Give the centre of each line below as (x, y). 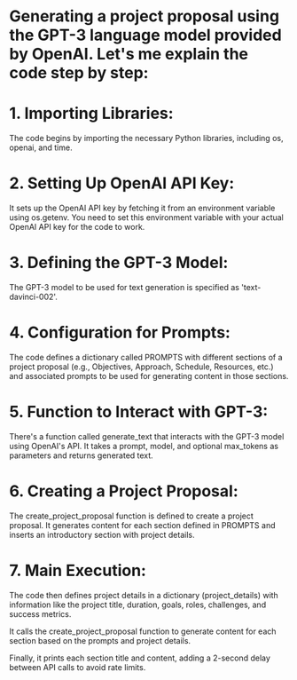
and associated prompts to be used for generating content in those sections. (149, 376)
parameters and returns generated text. (81, 455)
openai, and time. (41, 147)
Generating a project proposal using (145, 16)
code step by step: (79, 73)
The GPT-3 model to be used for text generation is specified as (124, 287)
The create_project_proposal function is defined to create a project (132, 516)
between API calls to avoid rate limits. (78, 667)
